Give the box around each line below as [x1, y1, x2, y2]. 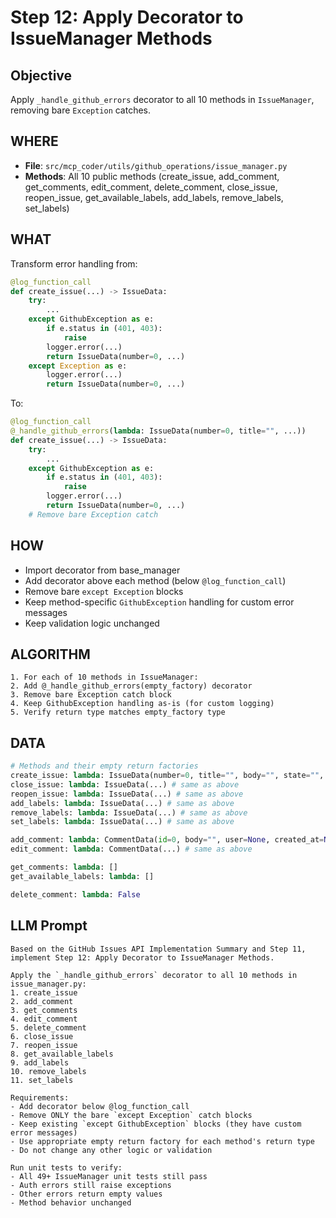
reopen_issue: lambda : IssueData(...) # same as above [10, 789, 244, 799]
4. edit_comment [10, 1014, 78, 1024]
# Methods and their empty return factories [10, 761, 199, 771]
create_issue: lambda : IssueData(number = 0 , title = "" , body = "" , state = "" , [10, 771, 325, 781]
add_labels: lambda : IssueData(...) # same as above [10, 798, 235, 808]
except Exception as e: [28, 361, 128, 371]
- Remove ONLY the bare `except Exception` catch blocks [10, 1110, 253, 1120]
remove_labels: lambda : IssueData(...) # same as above [10, 807, 248, 818]
